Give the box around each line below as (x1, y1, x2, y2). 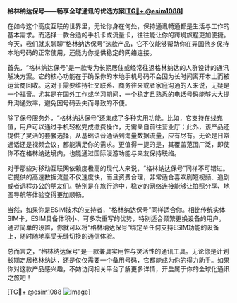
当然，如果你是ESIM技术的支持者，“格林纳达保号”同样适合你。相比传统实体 (7, 206, 226, 214)
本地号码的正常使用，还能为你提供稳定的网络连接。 (7, 49, 156, 57)
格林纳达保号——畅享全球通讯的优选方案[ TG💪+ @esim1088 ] (7, 7, 183, 15)
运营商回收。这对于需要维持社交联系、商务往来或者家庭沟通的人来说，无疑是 (7, 81, 230, 89)
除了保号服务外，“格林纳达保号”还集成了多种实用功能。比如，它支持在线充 (7, 114, 224, 122)
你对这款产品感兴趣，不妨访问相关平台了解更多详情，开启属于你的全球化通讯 (7, 265, 230, 273)
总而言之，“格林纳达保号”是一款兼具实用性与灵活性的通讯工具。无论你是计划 (7, 247, 229, 255)
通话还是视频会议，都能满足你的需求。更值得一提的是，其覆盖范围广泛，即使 (7, 141, 230, 148)
